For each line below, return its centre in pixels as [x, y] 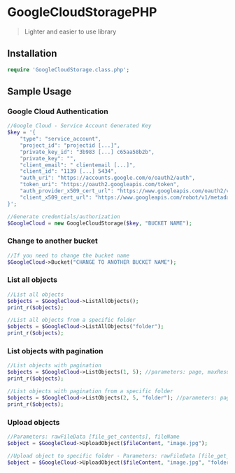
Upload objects [34, 422]
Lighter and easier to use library [70, 31]
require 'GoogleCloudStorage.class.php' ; [69, 70]
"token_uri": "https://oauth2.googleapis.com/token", [100, 185]
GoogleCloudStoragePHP [82, 12]
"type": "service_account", [60, 139]
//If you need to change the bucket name [69, 255]
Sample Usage [40, 92]
